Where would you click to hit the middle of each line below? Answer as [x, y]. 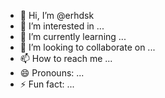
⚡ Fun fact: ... [47, 84]
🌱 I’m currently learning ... [73, 36]
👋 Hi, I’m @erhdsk [57, 15]
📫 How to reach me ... [66, 58]
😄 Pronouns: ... [52, 73]
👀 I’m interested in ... [62, 26]
